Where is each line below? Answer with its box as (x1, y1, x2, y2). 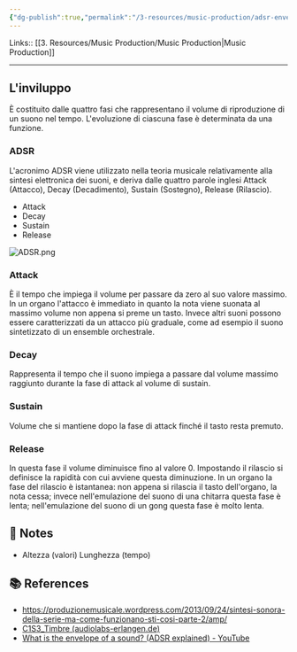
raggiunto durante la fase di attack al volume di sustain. (9, 378, 211, 389)
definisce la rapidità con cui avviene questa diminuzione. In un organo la (9, 471, 272, 483)
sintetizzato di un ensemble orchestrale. (9, 327, 155, 338)
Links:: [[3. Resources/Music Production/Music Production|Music (9, 37, 247, 48)
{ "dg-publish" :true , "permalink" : (9, 12, 133, 22)
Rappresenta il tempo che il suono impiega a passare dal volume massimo (9, 369, 278, 379)
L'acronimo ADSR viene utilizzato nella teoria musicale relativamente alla (9, 165, 273, 175)
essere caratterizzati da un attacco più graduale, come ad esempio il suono (9, 317, 284, 328)
